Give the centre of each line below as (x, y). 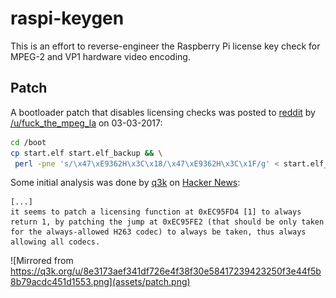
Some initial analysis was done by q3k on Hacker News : (125, 183)
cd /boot (28, 142)
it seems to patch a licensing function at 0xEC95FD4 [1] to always (156, 212)
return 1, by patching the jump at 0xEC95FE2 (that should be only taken (167, 222)
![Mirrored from (42, 261)
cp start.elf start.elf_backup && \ (86, 153)
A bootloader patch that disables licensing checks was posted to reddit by (163, 112)
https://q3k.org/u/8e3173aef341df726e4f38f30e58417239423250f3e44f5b (166, 271)
